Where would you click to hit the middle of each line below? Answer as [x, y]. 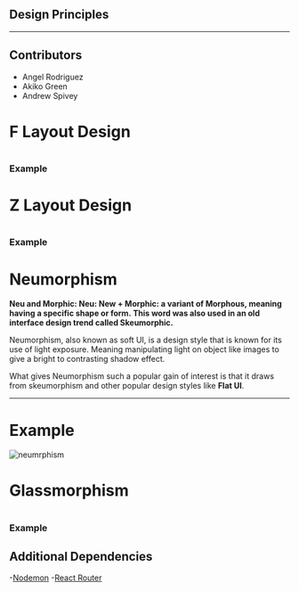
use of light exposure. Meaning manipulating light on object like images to [145, 349]
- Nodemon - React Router [56, 578]
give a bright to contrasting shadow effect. [87, 359]
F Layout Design [70, 131]
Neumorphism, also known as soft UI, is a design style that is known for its [145, 340]
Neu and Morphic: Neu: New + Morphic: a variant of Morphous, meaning [145, 304]
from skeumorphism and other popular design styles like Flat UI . [127, 386]
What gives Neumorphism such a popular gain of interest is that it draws [141, 376]
